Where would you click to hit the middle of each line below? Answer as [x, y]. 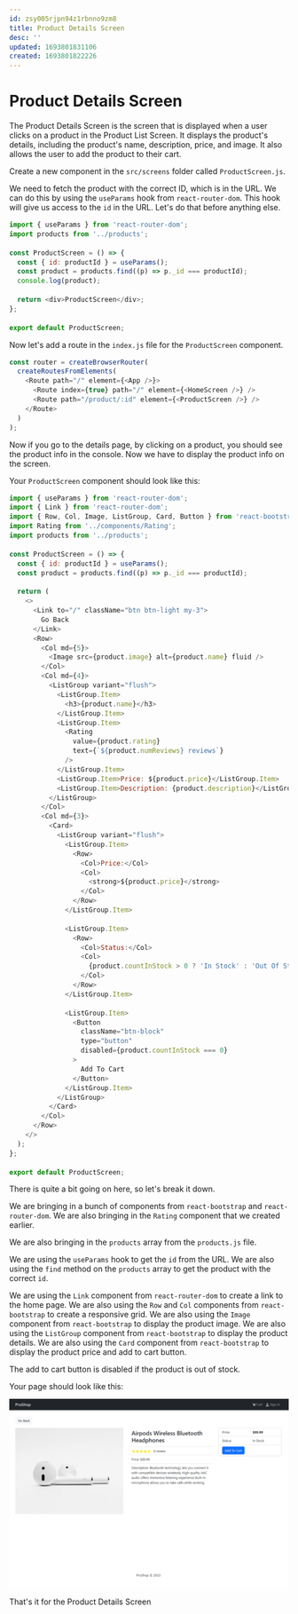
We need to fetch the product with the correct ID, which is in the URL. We [143, 189]
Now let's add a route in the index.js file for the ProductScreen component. [146, 344]
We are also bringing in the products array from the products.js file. [133, 1242]
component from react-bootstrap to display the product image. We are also [148, 1324]
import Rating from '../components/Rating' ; [93, 526]
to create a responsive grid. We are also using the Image [149, 1315]
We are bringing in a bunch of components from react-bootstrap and [136, 1207]
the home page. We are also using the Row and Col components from [134, 1305]
